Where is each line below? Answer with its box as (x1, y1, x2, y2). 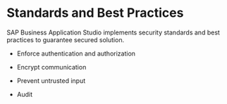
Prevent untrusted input (16, 76, 86, 85)
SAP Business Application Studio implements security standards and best (6, 28, 220, 37)
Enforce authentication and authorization (16, 49, 135, 58)
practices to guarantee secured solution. (6, 35, 125, 44)
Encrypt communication (16, 63, 87, 71)
